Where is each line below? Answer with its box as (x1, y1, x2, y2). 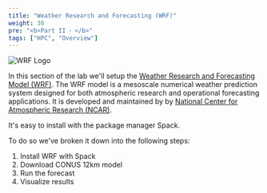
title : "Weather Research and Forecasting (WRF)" (8, 11, 177, 20)
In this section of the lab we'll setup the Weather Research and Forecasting (8, 71, 256, 81)
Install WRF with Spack (19, 152, 96, 161)
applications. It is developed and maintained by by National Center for (8, 96, 238, 106)
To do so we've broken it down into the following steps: (8, 136, 190, 146)
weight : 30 (8, 19, 45, 27)
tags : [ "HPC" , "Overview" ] (8, 33, 98, 42)
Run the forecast (19, 168, 75, 178)
